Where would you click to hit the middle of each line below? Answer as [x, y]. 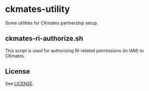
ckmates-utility [38, 9]
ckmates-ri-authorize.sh [44, 39]
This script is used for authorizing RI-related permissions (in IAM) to [74, 50]
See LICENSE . [19, 84]
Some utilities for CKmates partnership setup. [52, 23]
